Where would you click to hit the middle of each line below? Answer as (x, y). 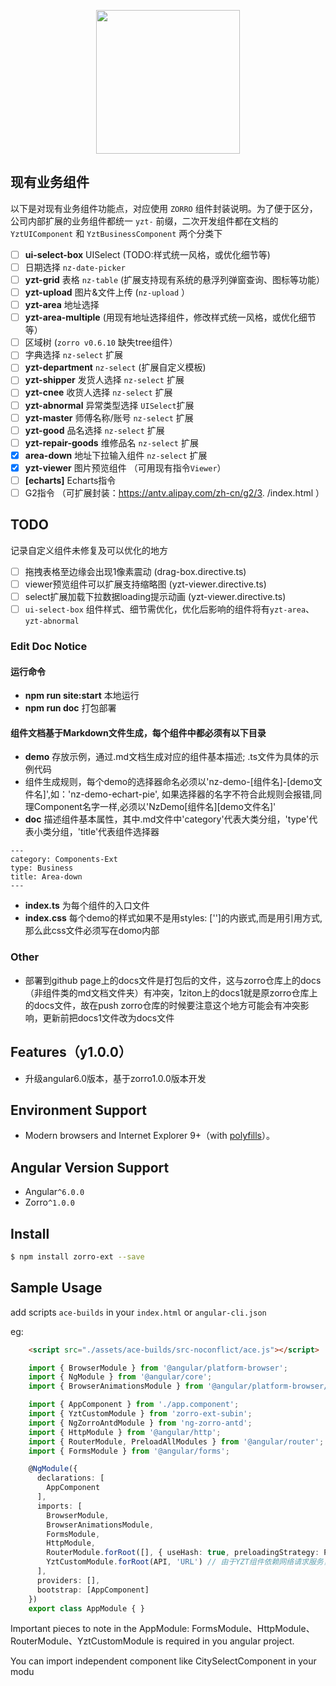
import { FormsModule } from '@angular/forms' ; (129, 1451)
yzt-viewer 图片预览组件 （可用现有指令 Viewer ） (125, 467)
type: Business (42, 868)
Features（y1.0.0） (71, 1052)
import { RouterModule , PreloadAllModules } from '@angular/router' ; (176, 1441)
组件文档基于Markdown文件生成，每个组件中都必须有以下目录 (138, 732)
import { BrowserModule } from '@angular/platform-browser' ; (158, 1368)
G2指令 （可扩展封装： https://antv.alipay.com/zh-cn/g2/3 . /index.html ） (174, 492)
